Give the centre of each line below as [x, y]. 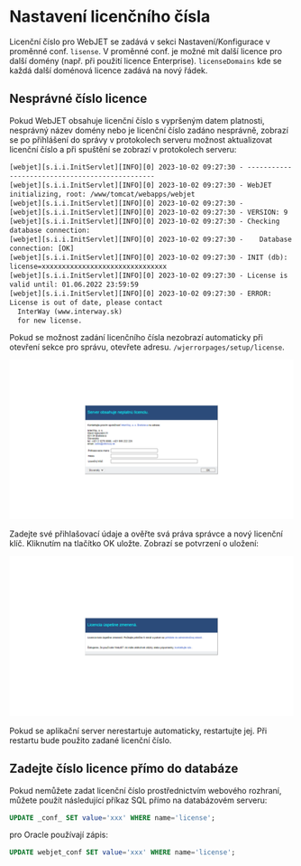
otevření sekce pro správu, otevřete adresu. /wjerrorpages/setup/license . [147, 347]
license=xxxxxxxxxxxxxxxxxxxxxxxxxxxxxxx [88, 266]
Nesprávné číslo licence [78, 99]
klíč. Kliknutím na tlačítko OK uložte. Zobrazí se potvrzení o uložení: [134, 544]
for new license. [50, 321]
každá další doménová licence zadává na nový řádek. [109, 70]
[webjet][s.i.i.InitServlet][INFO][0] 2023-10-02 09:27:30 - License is [149, 275]
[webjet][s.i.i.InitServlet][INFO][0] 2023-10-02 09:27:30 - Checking [145, 221]
